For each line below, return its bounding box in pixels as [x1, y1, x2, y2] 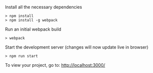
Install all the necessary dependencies [5, 4, 82, 10]
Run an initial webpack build [5, 26, 62, 32]
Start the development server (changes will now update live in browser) [5, 44, 149, 50]
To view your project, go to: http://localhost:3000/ [5, 62, 106, 68]
